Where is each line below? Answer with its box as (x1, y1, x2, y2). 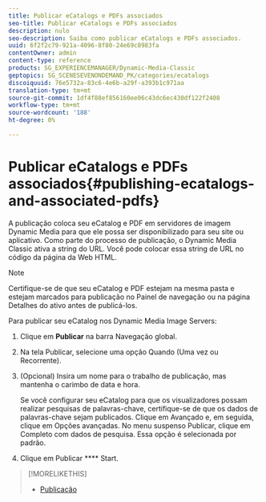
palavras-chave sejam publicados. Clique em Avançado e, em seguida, (19, 412, 255, 422)
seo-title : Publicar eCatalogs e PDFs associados (8, 19, 178, 27)
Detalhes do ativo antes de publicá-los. (8, 300, 138, 310)
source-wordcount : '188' (8, 109, 91, 117)
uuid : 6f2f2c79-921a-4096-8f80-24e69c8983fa (8, 42, 159, 50)
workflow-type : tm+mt (8, 101, 81, 109)
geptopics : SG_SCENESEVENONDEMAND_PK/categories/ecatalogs (8, 71, 210, 79)
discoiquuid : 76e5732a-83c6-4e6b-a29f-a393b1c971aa (8, 79, 184, 87)
